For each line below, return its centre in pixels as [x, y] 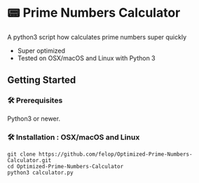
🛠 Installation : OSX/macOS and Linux [74, 137]
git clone [22, 154]
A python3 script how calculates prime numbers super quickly [97, 37]
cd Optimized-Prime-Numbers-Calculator [66, 166]
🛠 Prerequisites [35, 100]
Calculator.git [29, 160]
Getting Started [42, 80]
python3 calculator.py [40, 172]
